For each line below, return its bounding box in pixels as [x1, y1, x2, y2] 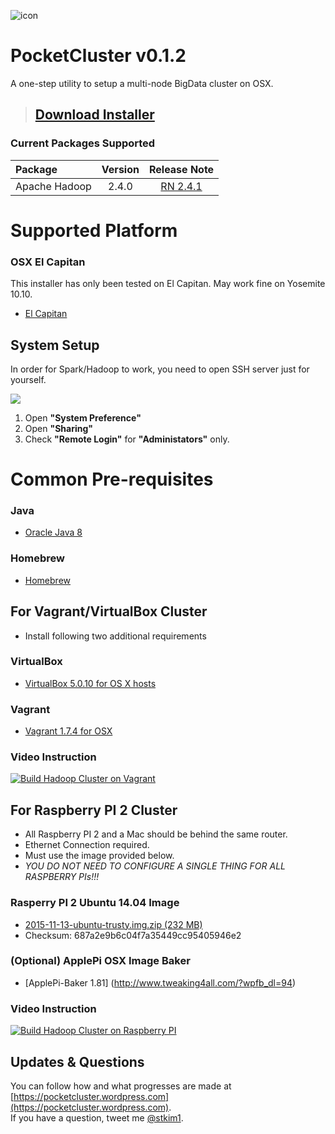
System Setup [10, 336, 100, 354]
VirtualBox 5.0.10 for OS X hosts [24, 677, 157, 689]
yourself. [10, 373, 47, 385]
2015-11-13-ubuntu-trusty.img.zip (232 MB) [24, 918, 203, 930]
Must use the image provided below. [24, 850, 175, 862]
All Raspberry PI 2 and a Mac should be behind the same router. [24, 828, 288, 840]
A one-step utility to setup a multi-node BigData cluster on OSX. [10, 77, 274, 89]
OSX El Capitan [10, 255, 86, 269]
